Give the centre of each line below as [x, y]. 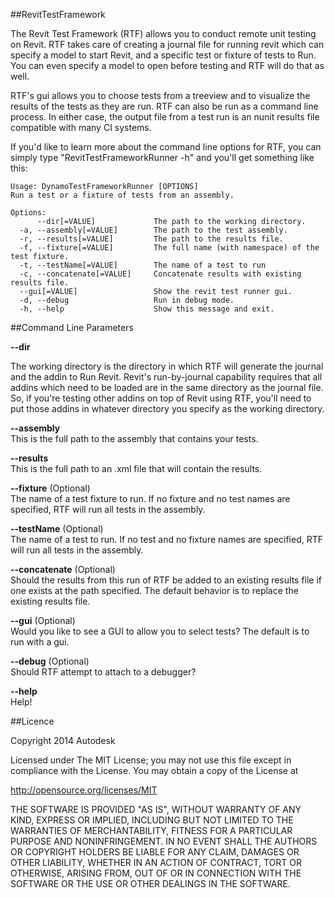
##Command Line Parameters [72, 327]
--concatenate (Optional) [63, 569]
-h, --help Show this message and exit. [147, 309]
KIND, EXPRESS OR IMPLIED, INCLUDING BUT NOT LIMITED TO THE [152, 820]
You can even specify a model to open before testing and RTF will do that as [167, 65]
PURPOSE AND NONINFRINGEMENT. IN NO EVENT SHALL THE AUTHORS [164, 841]
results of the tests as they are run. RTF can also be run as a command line [164, 106]
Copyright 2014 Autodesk [63, 740]
